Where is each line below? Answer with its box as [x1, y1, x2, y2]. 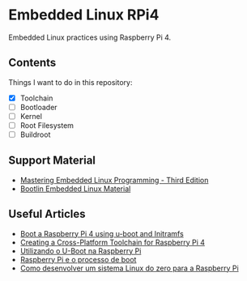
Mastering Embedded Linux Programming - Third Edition [19, 175, 209, 185]
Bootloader [19, 102, 58, 112]
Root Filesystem [19, 120, 75, 130]
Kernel [19, 111, 43, 121]
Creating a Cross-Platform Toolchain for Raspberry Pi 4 [19, 237, 205, 247]
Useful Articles [8, 207, 87, 221]
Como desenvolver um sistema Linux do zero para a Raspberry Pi [19, 263, 239, 273]
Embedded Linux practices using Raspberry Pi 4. [8, 32, 172, 42]
